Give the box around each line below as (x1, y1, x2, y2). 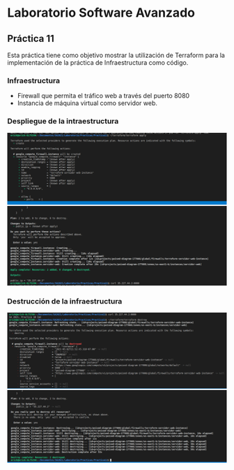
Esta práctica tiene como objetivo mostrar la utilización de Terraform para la (7, 51, 225, 59)
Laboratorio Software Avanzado (7, 5, 195, 21)
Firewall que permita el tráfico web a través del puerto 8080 (17, 92, 190, 100)
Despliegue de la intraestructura (7, 116, 119, 126)
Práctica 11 (7, 33, 54, 45)
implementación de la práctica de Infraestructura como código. (7, 58, 189, 67)
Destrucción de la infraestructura (7, 296, 123, 306)
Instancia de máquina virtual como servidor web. (17, 99, 158, 107)
